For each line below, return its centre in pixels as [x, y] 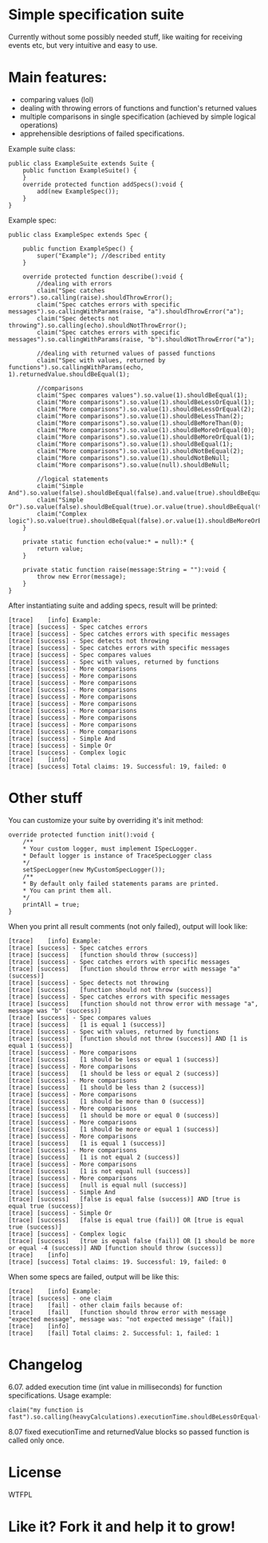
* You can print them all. [67, 891]
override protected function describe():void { [103, 277]
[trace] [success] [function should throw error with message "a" [124, 969]
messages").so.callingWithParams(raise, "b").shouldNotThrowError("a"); [132, 339]
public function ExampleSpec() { [78, 249]
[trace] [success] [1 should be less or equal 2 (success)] [114, 1073]
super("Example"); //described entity [101, 256]
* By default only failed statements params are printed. [121, 884]
